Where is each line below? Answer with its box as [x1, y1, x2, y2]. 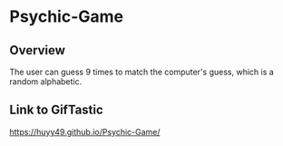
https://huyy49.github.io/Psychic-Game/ [9, 126, 161, 137]
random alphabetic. [9, 76, 83, 87]
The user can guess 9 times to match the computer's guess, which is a [9, 66, 274, 77]
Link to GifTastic [9, 102, 104, 118]
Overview [9, 43, 66, 58]
